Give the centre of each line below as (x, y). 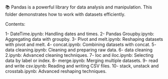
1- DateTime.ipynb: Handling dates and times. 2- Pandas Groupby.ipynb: (80, 34)
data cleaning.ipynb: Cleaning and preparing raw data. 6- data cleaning (79, 50)
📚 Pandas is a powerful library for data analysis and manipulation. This (79, 7)
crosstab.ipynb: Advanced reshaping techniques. (56, 71)
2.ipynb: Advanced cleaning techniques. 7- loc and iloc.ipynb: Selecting (79, 55)
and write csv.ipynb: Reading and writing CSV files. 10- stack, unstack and (82, 66)
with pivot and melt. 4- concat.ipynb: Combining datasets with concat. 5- (81, 45)
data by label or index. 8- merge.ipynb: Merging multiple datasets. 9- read (82, 60)
